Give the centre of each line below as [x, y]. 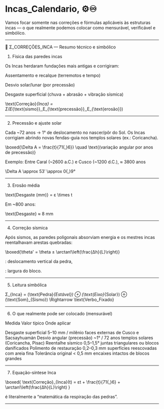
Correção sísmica [30, 228]
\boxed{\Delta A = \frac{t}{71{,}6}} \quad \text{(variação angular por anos [79, 147]
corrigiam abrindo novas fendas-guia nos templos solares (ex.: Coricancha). [82, 137]
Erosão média [26, 185]
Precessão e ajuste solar [37, 123]
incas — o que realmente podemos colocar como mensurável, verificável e [80, 27]
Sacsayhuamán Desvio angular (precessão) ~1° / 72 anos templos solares [79, 338]
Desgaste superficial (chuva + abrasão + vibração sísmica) [64, 94]
